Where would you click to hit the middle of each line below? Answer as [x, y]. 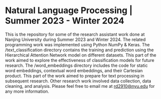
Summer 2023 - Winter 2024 [65, 21]
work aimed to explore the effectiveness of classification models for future [80, 60]
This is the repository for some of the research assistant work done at [75, 34]
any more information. [27, 91]
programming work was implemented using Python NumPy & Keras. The [77, 44]
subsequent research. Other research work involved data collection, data [78, 81]
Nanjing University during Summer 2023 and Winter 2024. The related [75, 40]
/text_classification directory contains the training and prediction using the [80, 50]
